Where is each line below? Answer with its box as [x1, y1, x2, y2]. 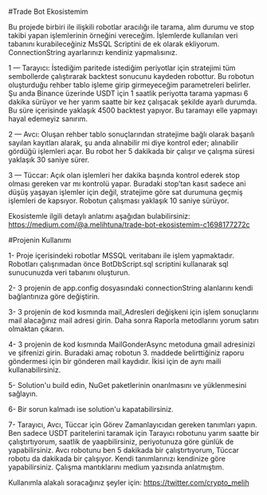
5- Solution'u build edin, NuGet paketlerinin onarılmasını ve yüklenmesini [8, 381, 247, 390]
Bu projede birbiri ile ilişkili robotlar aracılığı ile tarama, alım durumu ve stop [8, 22, 255, 31]
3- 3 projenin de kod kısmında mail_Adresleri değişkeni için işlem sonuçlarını [8, 307, 259, 316]
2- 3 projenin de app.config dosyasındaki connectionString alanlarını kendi [8, 283, 253, 292]
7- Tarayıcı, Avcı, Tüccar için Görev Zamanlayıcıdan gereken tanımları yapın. [8, 420, 257, 430]
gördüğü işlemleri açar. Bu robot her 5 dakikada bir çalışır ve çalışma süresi [8, 147, 255, 156]
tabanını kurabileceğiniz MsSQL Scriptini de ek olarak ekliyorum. [8, 39, 220, 49]
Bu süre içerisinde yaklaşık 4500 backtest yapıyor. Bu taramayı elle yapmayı [8, 105, 257, 115]
